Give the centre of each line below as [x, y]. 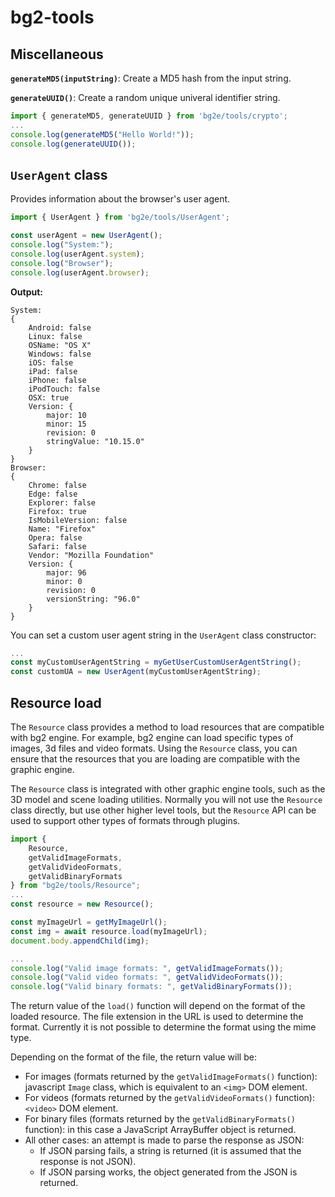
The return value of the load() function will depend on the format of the [158, 1006]
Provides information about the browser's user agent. [120, 199]
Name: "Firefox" [62, 529]
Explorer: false [62, 502]
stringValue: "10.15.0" [95, 441]
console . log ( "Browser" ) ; [62, 263]
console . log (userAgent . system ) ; [77, 254]
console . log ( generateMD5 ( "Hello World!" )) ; [102, 134]
